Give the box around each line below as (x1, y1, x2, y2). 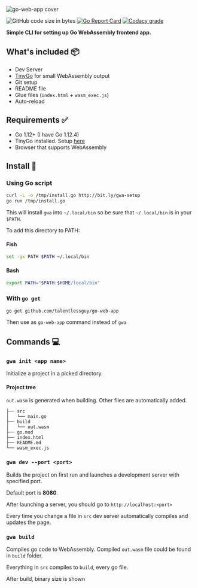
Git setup (14, 78, 38, 86)
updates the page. (6, 519, 51, 526)
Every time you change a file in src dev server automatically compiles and (6, 512, 188, 519)
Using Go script (6, 178, 53, 187)
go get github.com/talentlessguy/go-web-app (6, 308, 119, 314)
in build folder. (6, 551, 43, 559)
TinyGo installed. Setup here (14, 137, 86, 144)
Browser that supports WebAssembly (14, 144, 107, 151)
